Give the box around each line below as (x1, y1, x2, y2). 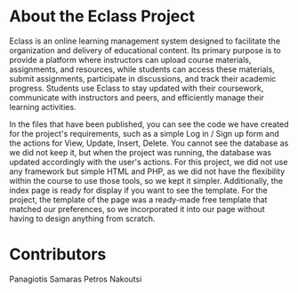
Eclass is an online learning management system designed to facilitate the (9, 36, 281, 46)
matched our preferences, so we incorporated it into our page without (9, 203, 265, 214)
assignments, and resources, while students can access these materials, (9, 64, 276, 75)
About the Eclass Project (9, 6, 196, 27)
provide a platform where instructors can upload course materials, (9, 54, 252, 65)
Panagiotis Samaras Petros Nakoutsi (9, 273, 142, 284)
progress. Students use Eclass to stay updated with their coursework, (9, 83, 264, 93)
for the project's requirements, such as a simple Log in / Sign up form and (9, 128, 280, 139)
